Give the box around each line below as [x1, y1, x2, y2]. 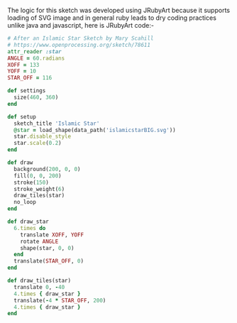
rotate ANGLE [20, 238, 59, 245]
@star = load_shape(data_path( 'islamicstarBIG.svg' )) [13, 126, 176, 133]
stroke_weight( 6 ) [13, 185, 65, 192]
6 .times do [13, 224, 46, 231]
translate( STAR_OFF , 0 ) [13, 258, 84, 265]
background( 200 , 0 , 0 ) [13, 165, 81, 173]
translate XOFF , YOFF [20, 231, 84, 239]
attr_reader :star [7, 48, 62, 55]
